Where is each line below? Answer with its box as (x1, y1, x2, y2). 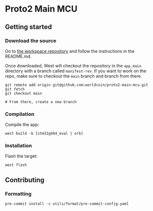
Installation (5, 142, 32, 149)
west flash (5, 162, 27, 168)
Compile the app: (5, 122, 40, 128)
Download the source (5, 37, 57, 44)
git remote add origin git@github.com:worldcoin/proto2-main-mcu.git (5, 82, 149, 87)
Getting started (5, 23, 52, 31)
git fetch (5, 86, 25, 92)
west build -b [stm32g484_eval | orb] (5, 131, 83, 136)
